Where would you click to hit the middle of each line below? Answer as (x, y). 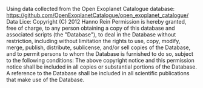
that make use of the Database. (45, 80)
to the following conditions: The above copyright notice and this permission (101, 60)
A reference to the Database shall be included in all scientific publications (98, 73)
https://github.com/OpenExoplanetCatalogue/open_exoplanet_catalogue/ (98, 15)
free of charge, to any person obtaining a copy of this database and (91, 28)
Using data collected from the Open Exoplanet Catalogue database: (91, 9)
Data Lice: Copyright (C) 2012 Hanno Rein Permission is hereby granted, (96, 22)
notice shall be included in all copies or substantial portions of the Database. (101, 67)
